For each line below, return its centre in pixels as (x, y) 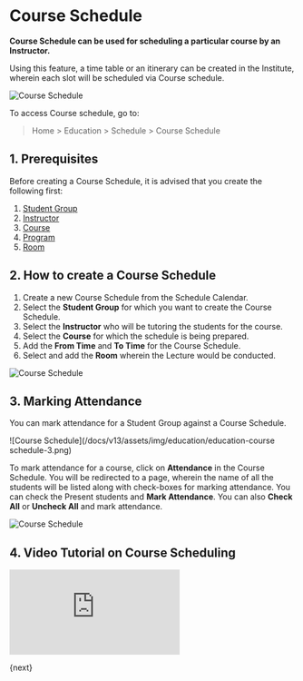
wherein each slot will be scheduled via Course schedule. (117, 77)
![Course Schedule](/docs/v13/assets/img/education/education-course (142, 440)
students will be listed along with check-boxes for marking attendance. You (150, 488)
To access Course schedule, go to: (74, 113)
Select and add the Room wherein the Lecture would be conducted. (149, 355)
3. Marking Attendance (76, 401)
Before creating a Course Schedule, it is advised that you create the (136, 181)
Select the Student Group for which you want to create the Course (147, 307)
